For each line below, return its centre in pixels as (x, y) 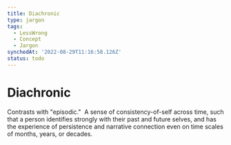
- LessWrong (31, 33)
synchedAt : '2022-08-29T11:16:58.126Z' (64, 52)
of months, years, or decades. (50, 134)
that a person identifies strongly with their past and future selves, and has (112, 119)
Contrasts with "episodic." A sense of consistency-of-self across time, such (115, 112)
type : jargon (26, 20)
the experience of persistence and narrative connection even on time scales (115, 126)
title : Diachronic (33, 13)
